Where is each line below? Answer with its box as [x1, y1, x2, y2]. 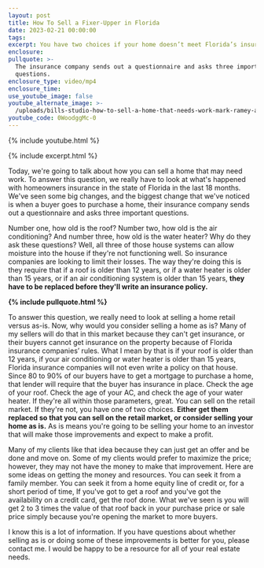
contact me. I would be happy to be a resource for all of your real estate [8, 544, 240, 553]
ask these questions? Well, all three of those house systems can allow [8, 239, 234, 249]
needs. [8, 552, 31, 562]
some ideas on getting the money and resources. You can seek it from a [8, 470, 241, 479]
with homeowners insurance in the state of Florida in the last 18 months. [8, 183, 241, 192]
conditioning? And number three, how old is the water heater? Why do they [8, 232, 251, 241]
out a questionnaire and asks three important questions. [8, 208, 189, 217]
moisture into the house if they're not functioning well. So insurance [8, 248, 228, 258]
